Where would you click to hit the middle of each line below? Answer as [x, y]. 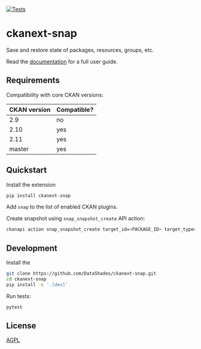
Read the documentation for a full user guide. [62, 61]
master [19, 148]
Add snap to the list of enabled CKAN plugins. [62, 207]
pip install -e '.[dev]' [37, 284]
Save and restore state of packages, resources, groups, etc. [80, 50]
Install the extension [31, 184]
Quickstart [27, 170]
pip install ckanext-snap [38, 195]
